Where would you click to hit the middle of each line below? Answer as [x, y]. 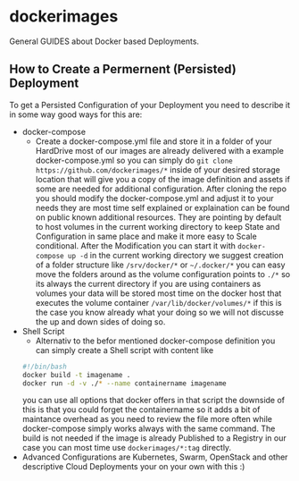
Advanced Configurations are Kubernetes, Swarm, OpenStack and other [155, 457]
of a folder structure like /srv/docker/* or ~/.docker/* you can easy [160, 265]
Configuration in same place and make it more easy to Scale [146, 236]
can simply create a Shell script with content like [125, 350]
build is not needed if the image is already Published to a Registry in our [154, 438]
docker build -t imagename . [76, 375]
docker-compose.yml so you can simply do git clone [134, 160]
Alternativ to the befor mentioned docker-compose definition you [155, 341]
